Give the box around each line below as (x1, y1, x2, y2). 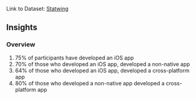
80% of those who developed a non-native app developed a (14, 79, 165, 86)
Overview (6, 40, 36, 49)
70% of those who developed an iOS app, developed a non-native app (14, 60, 190, 68)
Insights (6, 22, 38, 32)
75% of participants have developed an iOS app (14, 54, 134, 61)
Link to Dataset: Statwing (6, 5, 69, 12)
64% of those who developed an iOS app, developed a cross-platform (14, 67, 190, 74)
